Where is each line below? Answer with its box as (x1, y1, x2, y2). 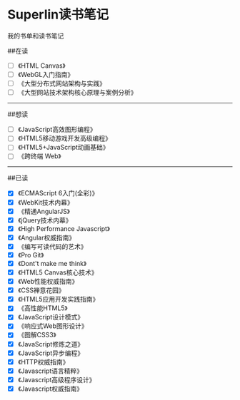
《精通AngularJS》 (17, 207, 70, 215)
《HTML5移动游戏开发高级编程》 (17, 134, 112, 143)
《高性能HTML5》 (17, 304, 68, 312)
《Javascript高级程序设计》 (17, 375, 96, 384)
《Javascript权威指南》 (17, 384, 84, 393)
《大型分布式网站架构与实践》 (17, 79, 106, 88)
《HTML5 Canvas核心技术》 (17, 268, 98, 277)
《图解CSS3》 (17, 331, 57, 339)
